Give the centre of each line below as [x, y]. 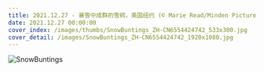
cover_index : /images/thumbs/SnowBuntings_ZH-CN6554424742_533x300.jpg [128, 30]
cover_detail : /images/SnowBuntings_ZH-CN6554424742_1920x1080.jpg [121, 37]
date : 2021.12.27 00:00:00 [52, 23]
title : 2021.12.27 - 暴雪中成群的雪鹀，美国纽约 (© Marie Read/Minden [119, 15]
